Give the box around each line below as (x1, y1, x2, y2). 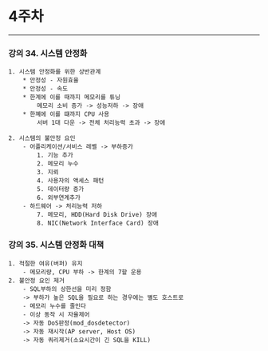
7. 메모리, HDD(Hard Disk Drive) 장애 (37, 211, 158, 219)
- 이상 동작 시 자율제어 (22, 310, 90, 318)
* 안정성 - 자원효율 (22, 77, 80, 85)
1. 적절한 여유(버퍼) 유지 (8, 259, 83, 268)
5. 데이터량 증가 (37, 185, 85, 193)
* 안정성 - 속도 (22, 85, 69, 93)
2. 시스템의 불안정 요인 (8, 134, 76, 142)
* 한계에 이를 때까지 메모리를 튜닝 (22, 94, 121, 102)
